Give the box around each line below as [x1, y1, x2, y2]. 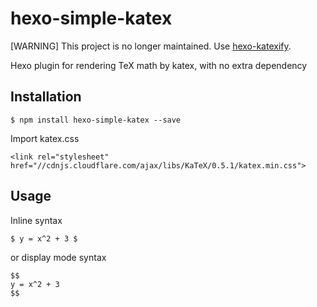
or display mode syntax [10, 251, 107, 263]
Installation [10, 88, 82, 106]
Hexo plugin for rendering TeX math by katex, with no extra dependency [10, 59, 308, 71]
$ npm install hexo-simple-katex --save [10, 115, 182, 125]
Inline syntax [10, 214, 63, 226]
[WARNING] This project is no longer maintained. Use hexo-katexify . [10, 40, 292, 52]
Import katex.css [10, 132, 80, 144]
